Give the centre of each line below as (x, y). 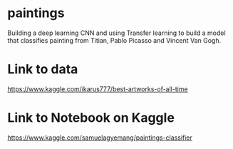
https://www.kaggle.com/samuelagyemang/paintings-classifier (100, 138)
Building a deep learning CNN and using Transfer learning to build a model (116, 33)
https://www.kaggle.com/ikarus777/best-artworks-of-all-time (98, 89)
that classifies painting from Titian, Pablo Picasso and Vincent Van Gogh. (114, 40)
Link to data (43, 70)
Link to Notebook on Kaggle (91, 118)
